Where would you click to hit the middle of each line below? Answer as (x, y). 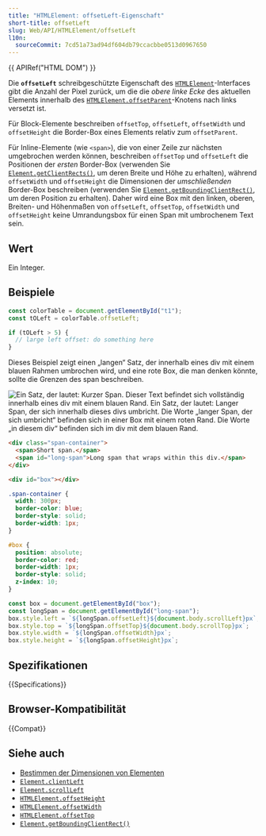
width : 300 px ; (38, 501)
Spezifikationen (48, 665)
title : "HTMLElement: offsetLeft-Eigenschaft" (86, 15)
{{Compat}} (27, 728)
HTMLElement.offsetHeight (62, 799)
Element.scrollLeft (52, 790)
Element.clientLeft (52, 782)
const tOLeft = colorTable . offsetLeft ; (74, 318)
